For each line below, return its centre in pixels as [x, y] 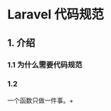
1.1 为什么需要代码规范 [45, 64]
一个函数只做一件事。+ [41, 100]
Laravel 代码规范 [56, 14]
